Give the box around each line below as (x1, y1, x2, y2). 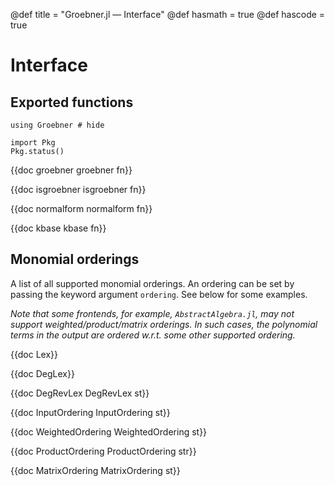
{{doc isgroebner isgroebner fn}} (10, 184, 147, 195)
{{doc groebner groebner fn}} (10, 164, 133, 176)
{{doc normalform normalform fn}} (10, 203, 153, 214)
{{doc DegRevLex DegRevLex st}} (10, 387, 150, 399)
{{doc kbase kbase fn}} (10, 222, 107, 234)
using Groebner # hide (10, 120, 105, 130)
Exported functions (10, 94, 134, 111)
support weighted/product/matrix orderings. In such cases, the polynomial (10, 318, 318, 330)
